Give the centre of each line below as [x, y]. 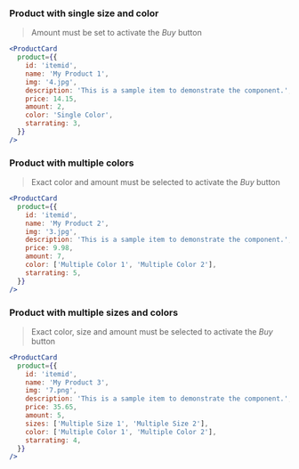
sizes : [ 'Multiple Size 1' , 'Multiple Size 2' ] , [117, 424]
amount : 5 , [45, 416]
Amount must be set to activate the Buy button [116, 33]
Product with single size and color [84, 13]
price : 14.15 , [51, 99]
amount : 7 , [45, 256]
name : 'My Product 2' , [67, 223]
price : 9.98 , [49, 248]
